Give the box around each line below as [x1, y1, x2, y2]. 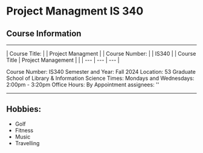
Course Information [6, 28, 82, 39]
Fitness [14, 126, 34, 134]
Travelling [14, 139, 40, 146]
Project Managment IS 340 [6, 4, 144, 18]
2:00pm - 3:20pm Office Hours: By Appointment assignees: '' [6, 81, 159, 88]
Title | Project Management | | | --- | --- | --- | [6, 56, 120, 63]
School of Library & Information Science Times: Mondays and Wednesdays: [6, 74, 195, 82]
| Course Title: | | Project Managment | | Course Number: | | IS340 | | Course [6, 50, 196, 57]
